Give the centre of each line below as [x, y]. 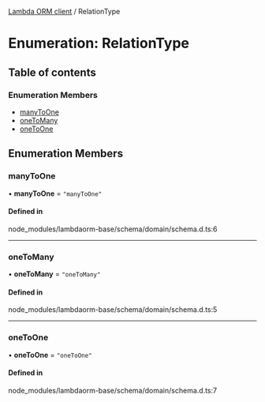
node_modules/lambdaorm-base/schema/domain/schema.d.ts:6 [113, 229]
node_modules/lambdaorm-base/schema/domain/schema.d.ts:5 [113, 310]
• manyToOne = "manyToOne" [55, 193]
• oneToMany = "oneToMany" [54, 274]
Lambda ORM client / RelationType [64, 11]
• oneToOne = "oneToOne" [50, 355]
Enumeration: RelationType [99, 43]
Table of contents [52, 72]
